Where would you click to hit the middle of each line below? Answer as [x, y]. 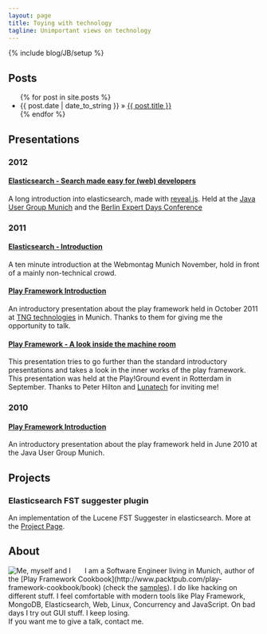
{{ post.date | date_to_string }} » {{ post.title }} [96, 106]
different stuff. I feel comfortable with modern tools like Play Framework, [127, 596]
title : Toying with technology [60, 23]
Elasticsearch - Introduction [56, 247]
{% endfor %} [43, 114]
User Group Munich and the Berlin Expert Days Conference [106, 207]
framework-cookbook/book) [55, 587]
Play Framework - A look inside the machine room [92, 344]
